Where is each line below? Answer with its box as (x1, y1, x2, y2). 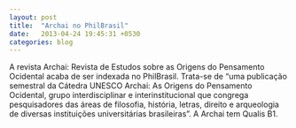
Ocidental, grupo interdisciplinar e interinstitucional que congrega (9, 90, 249, 101)
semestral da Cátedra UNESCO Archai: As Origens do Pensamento (9, 80, 253, 91)
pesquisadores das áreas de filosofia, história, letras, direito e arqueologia (9, 99, 279, 110)
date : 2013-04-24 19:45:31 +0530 (9, 29, 141, 38)
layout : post (9, 12, 58, 22)
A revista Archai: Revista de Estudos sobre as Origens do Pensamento (9, 62, 265, 72)
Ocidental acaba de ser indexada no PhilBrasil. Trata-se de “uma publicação (9, 72, 288, 82)
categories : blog (9, 37, 74, 47)
